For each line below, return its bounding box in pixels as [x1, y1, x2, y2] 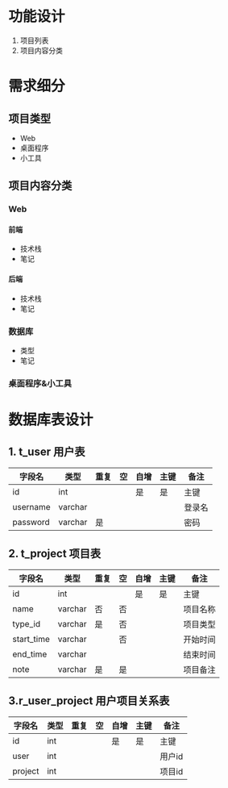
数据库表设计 [8, 411, 94, 429]
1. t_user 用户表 [8, 445, 85, 459]
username [12, 501, 51, 512]
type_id [12, 618, 41, 629]
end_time [12, 648, 48, 660]
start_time [12, 633, 50, 644]
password [12, 516, 50, 527]
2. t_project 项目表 [8, 547, 102, 561]
